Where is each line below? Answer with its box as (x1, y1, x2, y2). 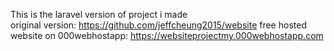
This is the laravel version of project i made (10, 9, 188, 20)
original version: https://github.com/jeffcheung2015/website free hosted (10, 19, 307, 31)
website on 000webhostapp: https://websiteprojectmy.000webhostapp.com (10, 30, 324, 41)
